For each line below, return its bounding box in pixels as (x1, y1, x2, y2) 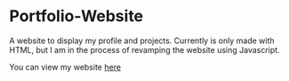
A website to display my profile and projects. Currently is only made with (9, 35, 275, 46)
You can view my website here (9, 62, 122, 72)
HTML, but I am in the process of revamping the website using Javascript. (9, 44, 280, 55)
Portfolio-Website (9, 6, 144, 26)
